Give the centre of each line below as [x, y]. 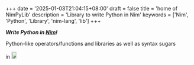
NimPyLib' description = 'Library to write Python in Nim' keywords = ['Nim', [97, 15]
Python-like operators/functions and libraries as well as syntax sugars [90, 44]
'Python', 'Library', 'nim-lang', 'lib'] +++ [53, 21]
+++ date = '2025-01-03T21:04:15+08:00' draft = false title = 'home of [92, 8]
